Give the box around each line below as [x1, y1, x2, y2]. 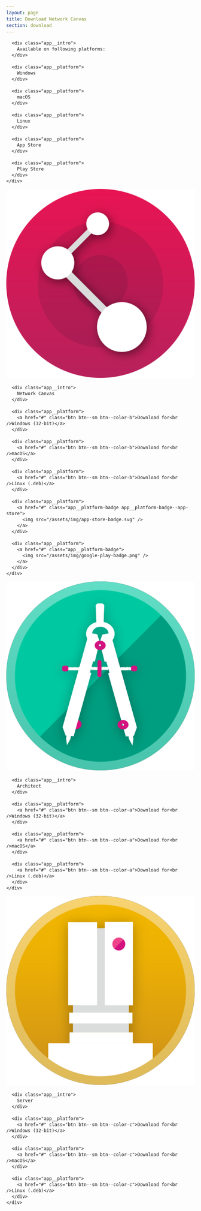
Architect [17, 783, 42, 789]
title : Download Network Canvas [6, 16, 87, 22]
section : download [6, 22, 52, 28]
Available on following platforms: [17, 46, 106, 52]
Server [17, 1098, 33, 1104]
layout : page [6, 10, 39, 16]
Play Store [17, 166, 44, 172]
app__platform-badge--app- [121, 504, 188, 511]
